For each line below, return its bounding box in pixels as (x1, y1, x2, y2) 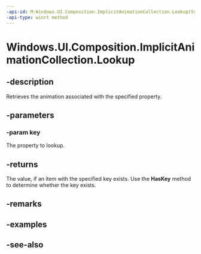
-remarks (6, 199, 42, 209)
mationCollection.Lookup (6, 53, 135, 67)
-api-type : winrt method (6, 14, 68, 20)
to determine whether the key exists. (6, 181, 96, 189)
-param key (6, 128, 41, 136)
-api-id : (6, 8, 28, 15)
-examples (6, 219, 47, 229)
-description (6, 77, 54, 87)
